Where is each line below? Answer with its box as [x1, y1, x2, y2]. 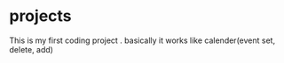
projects [9, 6, 73, 26]
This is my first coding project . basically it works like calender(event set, [9, 35, 276, 45]
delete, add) [9, 44, 53, 54]
